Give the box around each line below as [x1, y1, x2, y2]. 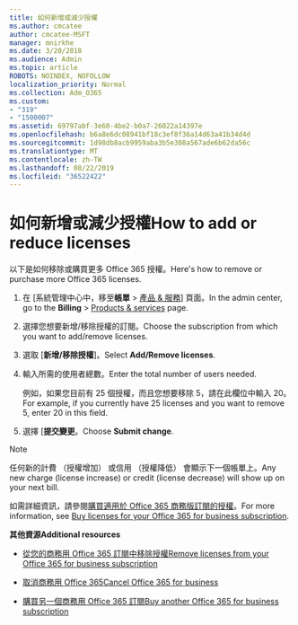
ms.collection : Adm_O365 [9, 88, 102, 97]
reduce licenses [9, 233, 132, 253]
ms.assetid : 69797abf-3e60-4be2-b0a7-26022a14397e [9, 122, 203, 131]
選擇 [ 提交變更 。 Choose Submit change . [22, 426, 174, 436]
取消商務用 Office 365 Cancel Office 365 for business [22, 577, 219, 588]
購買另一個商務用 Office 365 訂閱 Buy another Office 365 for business [22, 596, 280, 607]
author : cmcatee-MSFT [9, 30, 91, 39]
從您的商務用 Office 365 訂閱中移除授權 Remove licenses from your [22, 549, 269, 559]
